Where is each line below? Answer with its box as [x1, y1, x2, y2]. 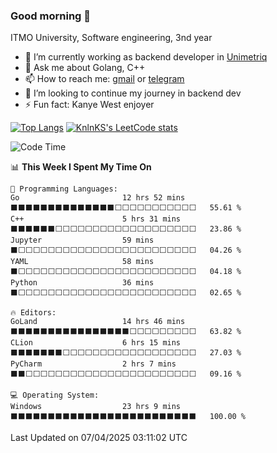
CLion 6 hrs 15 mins [10, 338, 182, 348]
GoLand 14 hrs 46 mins [10, 317, 186, 327]
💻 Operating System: [10, 390, 100, 401]
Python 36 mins [10, 278, 155, 288]
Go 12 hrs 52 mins [10, 193, 186, 203]
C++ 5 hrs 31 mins [10, 214, 182, 224]
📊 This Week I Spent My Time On [10, 161, 152, 173]
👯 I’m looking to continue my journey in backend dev [24, 87, 242, 99]
